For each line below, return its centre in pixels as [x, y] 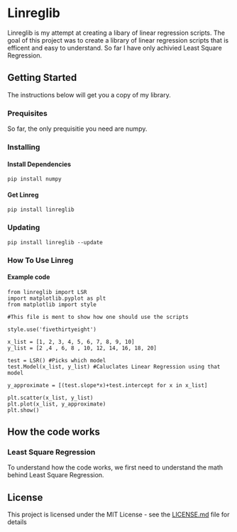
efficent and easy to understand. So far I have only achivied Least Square [115, 48]
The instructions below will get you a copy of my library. [89, 94]
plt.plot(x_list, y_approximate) [57, 404]
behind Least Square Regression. [56, 475]
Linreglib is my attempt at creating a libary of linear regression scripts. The [116, 33]
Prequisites [27, 113]
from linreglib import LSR [47, 292]
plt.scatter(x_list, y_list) [50, 398]
